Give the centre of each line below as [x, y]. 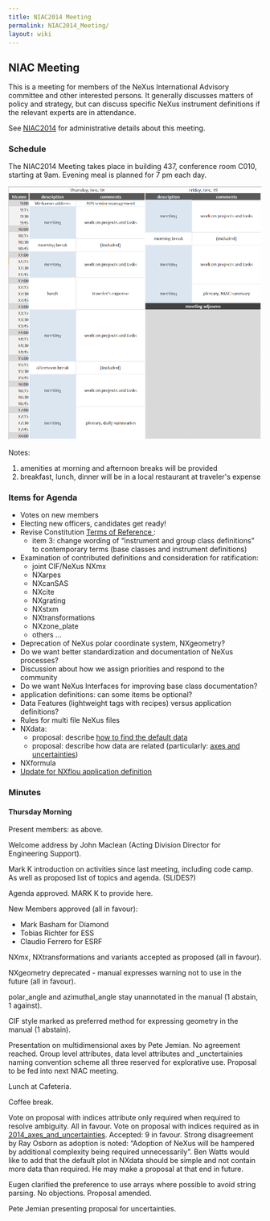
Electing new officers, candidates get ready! [93, 524]
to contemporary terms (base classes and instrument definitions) [139, 549]
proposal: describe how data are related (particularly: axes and [136, 746]
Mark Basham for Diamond [64, 925]
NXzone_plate [55, 626]
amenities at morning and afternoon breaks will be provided [119, 468]
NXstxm [45, 609]
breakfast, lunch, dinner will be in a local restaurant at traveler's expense [140, 476]
